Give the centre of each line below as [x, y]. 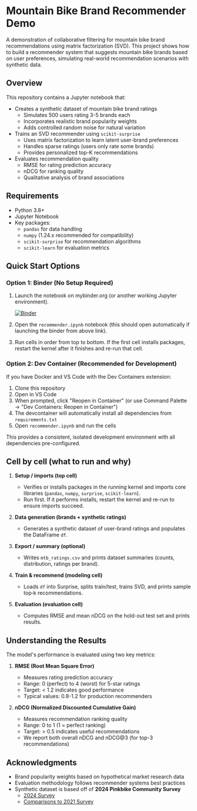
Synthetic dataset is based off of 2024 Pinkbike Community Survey [98, 789]
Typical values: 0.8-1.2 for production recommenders [88, 696]
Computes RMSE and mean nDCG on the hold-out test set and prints [106, 616]
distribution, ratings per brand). [61, 564]
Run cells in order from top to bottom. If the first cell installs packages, [100, 342]
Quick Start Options [43, 266]
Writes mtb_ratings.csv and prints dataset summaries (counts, [99, 558]
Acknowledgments [42, 762]
